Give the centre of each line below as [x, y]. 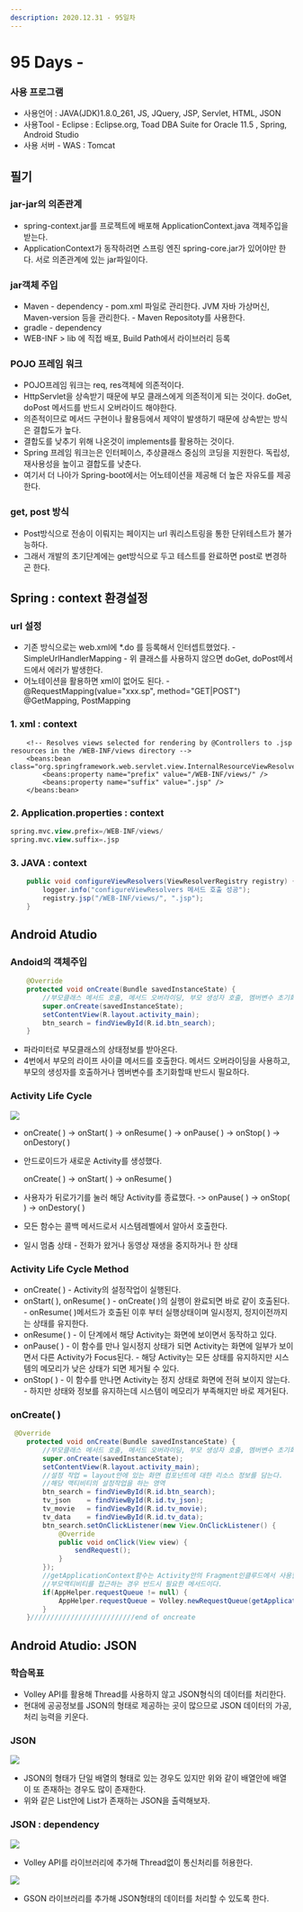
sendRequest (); [102, 1551]
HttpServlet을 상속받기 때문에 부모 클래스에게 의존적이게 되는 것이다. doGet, [157, 396]
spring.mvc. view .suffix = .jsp [65, 839]
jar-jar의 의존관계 [46, 204]
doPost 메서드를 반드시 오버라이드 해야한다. [100, 408]
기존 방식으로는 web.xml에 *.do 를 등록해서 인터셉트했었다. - [129, 647]
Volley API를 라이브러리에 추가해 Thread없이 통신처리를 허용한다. [138, 1862]
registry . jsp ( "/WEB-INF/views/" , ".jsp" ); [123, 898]
